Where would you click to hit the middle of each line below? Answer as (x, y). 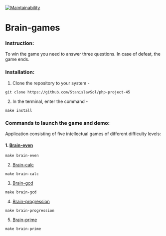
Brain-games (33, 28)
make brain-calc (22, 174)
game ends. (17, 59)
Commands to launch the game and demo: (58, 123)
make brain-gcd (21, 192)
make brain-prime (23, 229)
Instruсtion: (20, 43)
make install (19, 110)
